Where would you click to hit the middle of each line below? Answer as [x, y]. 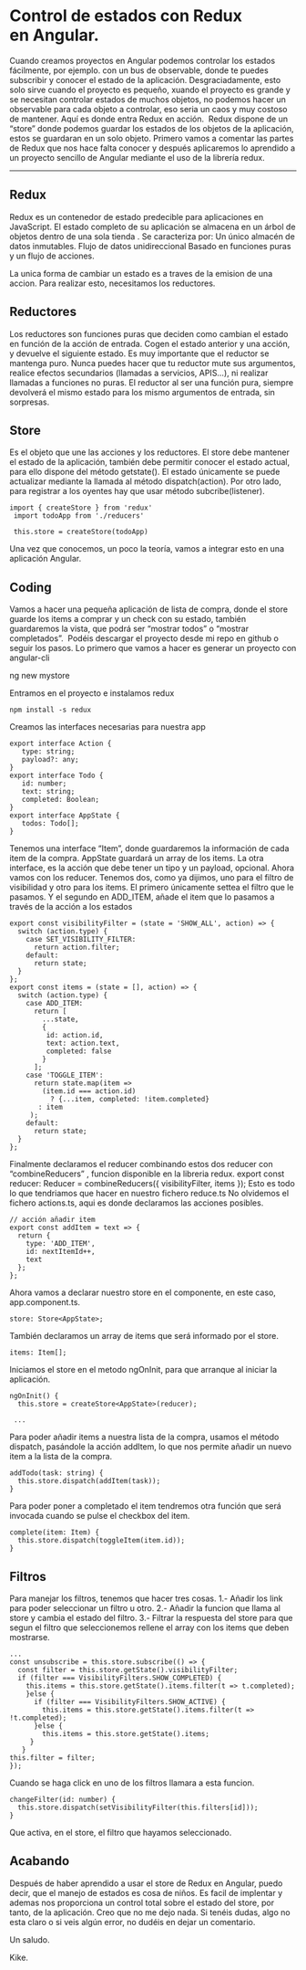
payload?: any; [50, 760]
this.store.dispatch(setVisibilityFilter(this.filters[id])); [138, 1807]
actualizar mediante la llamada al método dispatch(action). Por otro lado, [146, 481]
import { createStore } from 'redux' [81, 508]
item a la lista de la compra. [61, 1457]
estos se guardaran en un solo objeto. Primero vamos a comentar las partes [152, 138]
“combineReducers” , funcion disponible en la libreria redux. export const [147, 1174]
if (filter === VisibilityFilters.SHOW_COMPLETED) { [120, 1678]
